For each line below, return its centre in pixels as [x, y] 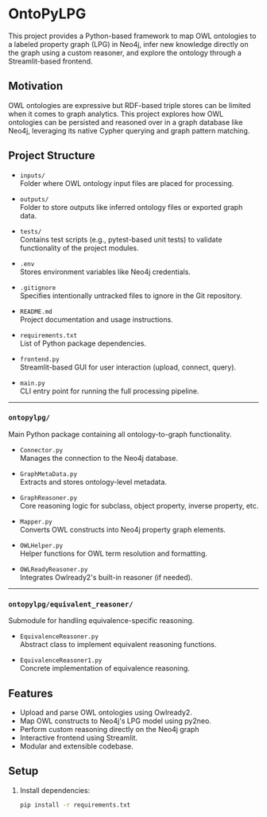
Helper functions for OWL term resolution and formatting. [114, 553]
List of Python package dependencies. [83, 343]
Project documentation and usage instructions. [96, 319]
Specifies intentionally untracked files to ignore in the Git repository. [131, 296]
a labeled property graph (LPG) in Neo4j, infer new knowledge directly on [128, 44]
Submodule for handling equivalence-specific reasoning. [101, 621]
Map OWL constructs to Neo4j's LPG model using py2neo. [116, 721]
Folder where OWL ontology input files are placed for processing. [127, 183]
